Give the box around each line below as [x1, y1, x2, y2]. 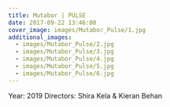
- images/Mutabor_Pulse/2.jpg [15, 41, 114, 48]
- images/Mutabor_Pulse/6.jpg [15, 70, 114, 77]
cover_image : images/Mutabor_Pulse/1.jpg [8, 26, 146, 34]
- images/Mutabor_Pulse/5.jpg [15, 62, 114, 70]
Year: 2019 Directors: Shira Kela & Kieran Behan [8, 91, 163, 100]
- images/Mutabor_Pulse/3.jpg [15, 48, 114, 55]
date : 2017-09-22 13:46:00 [8, 19, 97, 27]
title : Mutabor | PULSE [8, 11, 87, 20]
